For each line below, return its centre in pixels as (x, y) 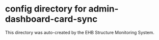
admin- (103, 9)
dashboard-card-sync (51, 19)
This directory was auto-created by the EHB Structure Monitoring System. (80, 32)
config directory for (46, 9)
